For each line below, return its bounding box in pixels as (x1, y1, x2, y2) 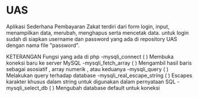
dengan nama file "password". (6, 42, 80, 49)
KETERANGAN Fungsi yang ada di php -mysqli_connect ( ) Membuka (6, 53, 174, 60)
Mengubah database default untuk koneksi (56, 84, 160, 91)
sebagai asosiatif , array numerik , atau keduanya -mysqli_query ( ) (6, 65, 169, 72)
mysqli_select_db (6, 84, 48, 91)
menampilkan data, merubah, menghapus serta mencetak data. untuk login (6, 29, 189, 36)
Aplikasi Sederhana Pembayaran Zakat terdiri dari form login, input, (6, 23, 170, 30)
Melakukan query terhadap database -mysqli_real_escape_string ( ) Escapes (6, 72, 193, 79)
